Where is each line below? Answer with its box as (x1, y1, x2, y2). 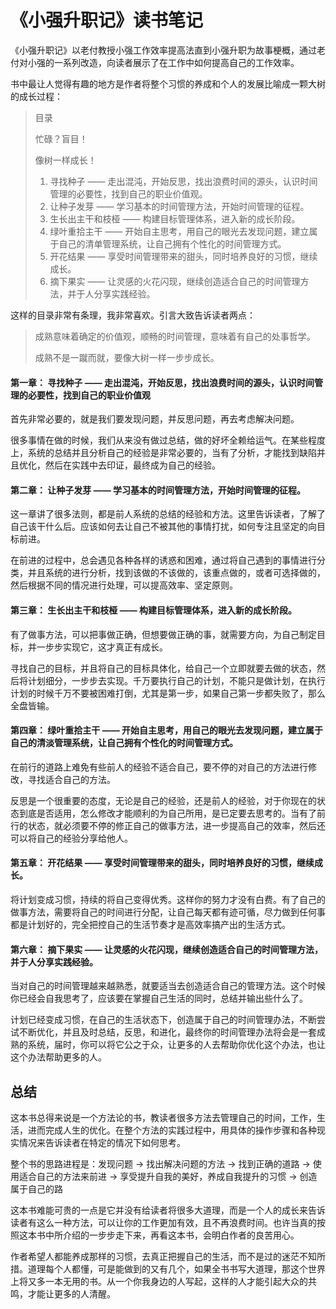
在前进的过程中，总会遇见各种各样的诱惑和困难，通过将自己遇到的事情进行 (10, 554, 317, 566)
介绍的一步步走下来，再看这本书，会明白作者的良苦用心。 (62, 1229, 300, 1241)
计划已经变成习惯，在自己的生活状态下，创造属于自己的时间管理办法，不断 (10, 1014, 317, 1026)
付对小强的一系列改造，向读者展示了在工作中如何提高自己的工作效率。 (10, 56, 300, 68)
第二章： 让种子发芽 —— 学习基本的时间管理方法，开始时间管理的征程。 (10, 484, 306, 496)
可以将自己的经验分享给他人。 (10, 832, 133, 844)
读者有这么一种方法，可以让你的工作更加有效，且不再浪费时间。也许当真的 (10, 1216, 317, 1228)
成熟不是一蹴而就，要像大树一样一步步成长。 (34, 351, 220, 363)
